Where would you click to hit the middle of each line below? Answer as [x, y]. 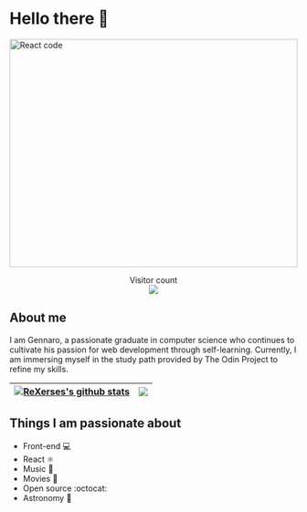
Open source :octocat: [65, 488]
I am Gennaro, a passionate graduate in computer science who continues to [152, 340]
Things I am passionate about [95, 423]
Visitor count [153, 280]
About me [38, 318]
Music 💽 [38, 468]
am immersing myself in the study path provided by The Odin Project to [144, 359]
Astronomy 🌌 [47, 497]
